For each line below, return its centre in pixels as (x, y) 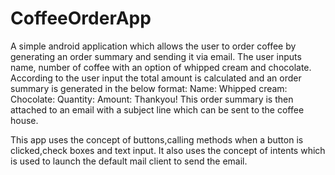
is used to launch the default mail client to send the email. (129, 161)
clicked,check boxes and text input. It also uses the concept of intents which (168, 150)
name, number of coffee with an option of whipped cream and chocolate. (161, 67)
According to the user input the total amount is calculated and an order (156, 78)
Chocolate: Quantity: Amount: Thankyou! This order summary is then (152, 99)
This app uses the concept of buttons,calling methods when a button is (157, 139)
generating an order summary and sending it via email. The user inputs (156, 56)
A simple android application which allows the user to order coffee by (153, 46)
